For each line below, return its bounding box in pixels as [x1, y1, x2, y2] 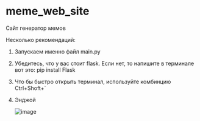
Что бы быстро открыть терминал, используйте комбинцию [14, 78, 171, 85]
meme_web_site [5, 4, 90, 18]
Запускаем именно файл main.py [14, 47, 101, 55]
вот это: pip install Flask [14, 66, 76, 74]
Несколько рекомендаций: [5, 36, 76, 43]
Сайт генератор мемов [5, 24, 66, 32]
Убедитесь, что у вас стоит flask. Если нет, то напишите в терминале [14, 60, 195, 67]
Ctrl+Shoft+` [14, 84, 46, 92]
